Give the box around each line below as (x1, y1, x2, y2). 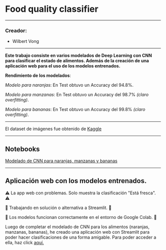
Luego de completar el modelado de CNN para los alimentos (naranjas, (5, 223, 150, 230)
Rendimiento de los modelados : (5, 72, 71, 78)
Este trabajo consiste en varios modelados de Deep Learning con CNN (5, 53, 152, 59)
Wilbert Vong (12, 38, 40, 44)
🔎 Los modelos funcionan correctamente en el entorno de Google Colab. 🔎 (5, 214, 157, 220)
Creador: (5, 27, 27, 34)
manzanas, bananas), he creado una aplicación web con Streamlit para (5, 229, 150, 235)
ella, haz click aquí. (5, 239, 44, 245)
